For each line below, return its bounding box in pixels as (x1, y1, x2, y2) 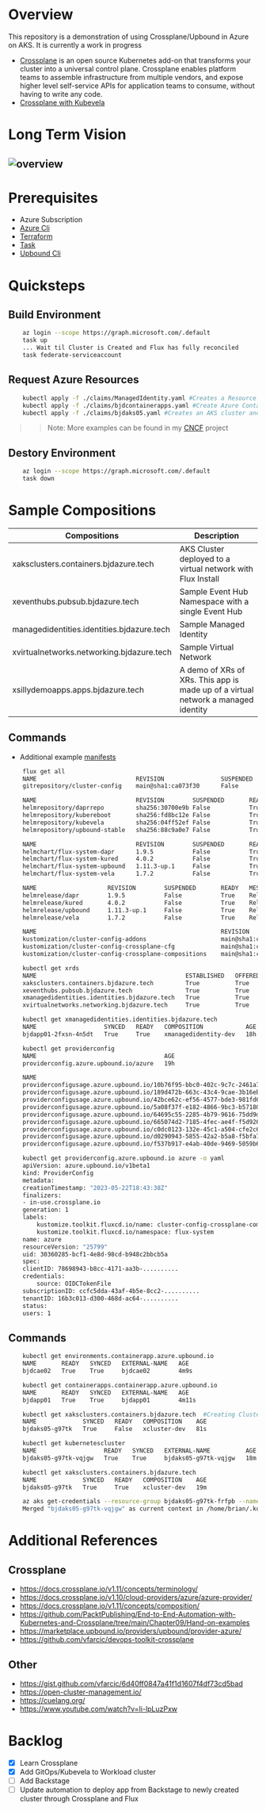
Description (193, 530, 240, 541)
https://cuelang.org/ (19, 1695, 85, 1705)
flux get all (22, 767, 66, 775)
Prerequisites (8, 189, 99, 207)
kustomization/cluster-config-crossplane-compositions (22, 950, 207, 958)
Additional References (8, 1532, 158, 1550)
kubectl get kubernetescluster (22, 1440, 126, 1448)
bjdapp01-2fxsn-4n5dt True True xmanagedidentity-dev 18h (22, 1030, 257, 1038)
